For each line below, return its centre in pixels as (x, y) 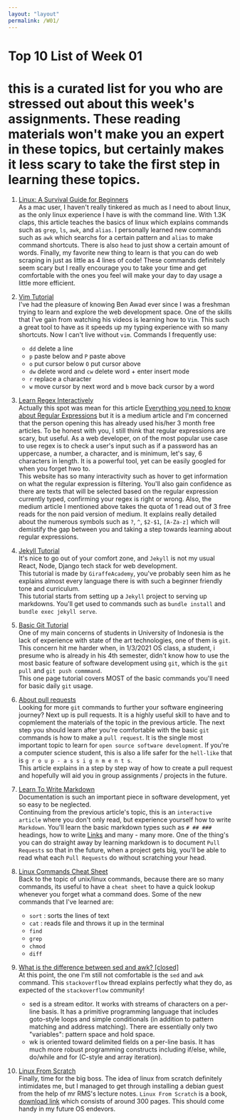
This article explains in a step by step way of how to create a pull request (125, 767)
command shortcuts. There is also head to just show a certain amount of (124, 245)
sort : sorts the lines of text (69, 915)
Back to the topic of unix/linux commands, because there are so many (121, 879)
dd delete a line (51, 348)
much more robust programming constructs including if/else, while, (127, 1049)
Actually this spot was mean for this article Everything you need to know (124, 408)
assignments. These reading (94, 119)
